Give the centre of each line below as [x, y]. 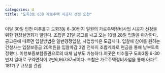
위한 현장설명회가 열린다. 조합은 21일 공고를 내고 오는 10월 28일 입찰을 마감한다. [82, 35]
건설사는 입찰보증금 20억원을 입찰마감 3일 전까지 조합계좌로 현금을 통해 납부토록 [82, 47]
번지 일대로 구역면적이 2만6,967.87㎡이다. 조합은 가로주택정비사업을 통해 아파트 [82, 59]
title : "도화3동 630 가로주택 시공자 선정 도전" [49, 14]
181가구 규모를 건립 [23, 65]
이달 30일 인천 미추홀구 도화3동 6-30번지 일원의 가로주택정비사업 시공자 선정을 [81, 29]
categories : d [20, 10]
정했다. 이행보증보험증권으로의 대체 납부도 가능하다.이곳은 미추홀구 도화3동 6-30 [82, 53]
